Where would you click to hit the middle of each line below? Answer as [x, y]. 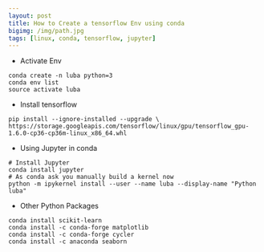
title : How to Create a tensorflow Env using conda [96, 23]
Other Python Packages [59, 206]
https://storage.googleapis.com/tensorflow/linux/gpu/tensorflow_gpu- [129, 126]
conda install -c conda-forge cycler [71, 235]
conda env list [34, 83]
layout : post [30, 16]
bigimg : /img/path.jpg [46, 30]
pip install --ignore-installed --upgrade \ [84, 120]
